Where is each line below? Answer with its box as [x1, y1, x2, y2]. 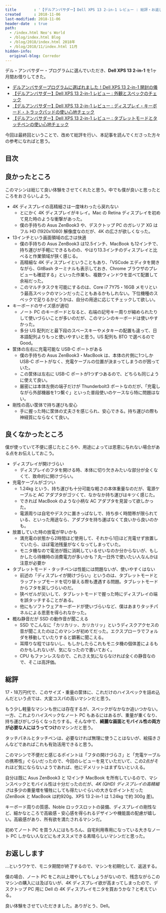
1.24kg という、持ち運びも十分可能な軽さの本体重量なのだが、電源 [19, 486, 156, 491]
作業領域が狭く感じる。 [33, 253, 81, 259]
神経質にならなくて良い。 [19, 414, 72, 420]
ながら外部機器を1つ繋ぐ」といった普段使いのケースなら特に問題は [19, 389, 156, 395]
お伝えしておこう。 [18, 450, 57, 456]
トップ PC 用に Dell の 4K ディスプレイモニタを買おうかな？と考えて [13, 886, 153, 892]
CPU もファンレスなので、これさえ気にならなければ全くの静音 [19, 653, 147, 659]
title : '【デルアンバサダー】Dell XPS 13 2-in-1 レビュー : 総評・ [5, 7, 152, 12]
